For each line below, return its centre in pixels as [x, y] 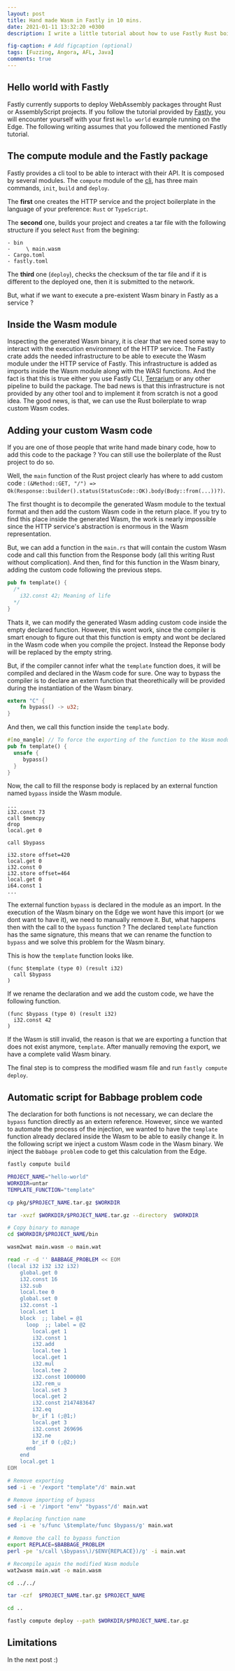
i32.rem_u [47, 1383]
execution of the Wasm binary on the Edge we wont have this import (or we [116, 912]
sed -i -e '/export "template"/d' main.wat [72, 1487]
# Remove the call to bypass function [64, 1539]
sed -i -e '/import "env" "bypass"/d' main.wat [78, 1506]
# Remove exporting [36, 1480]
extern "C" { [26, 701]
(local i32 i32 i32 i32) [43, 1266]
